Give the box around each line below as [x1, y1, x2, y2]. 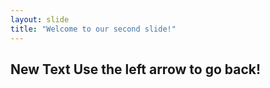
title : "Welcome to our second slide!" [10, 24, 177, 34]
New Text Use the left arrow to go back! [10, 61, 262, 78]
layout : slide [10, 14, 70, 25]
